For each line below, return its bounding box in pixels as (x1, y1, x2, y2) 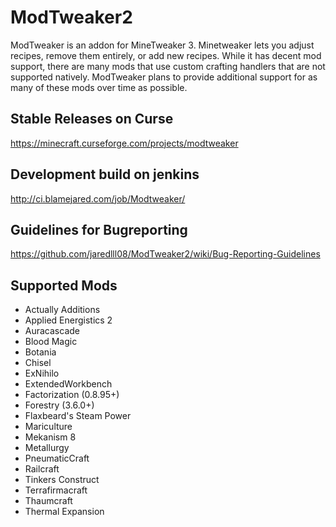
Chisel (24, 357, 52, 369)
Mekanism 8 (24, 431, 77, 443)
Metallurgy (24, 442, 70, 454)
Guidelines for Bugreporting (10, 221, 188, 238)
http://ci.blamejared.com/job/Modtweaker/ (10, 192, 186, 205)
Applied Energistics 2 (24, 314, 113, 326)
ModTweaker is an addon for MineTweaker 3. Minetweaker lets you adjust (10, 39, 315, 51)
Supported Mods (10, 277, 118, 294)
